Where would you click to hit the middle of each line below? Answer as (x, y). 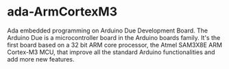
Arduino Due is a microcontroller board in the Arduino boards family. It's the (114, 37)
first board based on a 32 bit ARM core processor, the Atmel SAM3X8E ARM (115, 45)
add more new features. (41, 59)
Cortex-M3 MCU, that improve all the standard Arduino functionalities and (111, 52)
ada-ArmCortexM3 (62, 12)
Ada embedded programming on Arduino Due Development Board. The (108, 30)
